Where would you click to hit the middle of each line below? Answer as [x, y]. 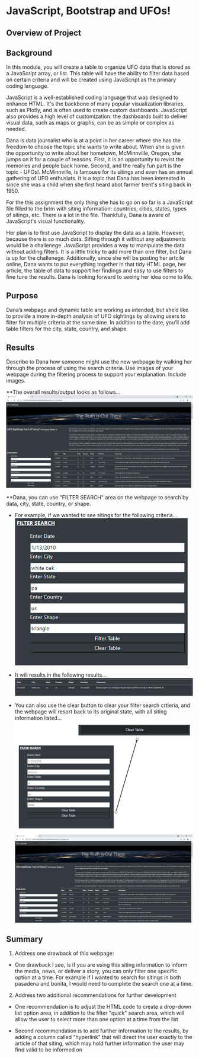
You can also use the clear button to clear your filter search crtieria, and [102, 705]
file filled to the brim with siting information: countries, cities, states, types [97, 209]
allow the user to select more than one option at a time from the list [97, 1019]
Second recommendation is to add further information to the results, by [102, 1031]
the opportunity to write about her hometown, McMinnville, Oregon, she [94, 153]
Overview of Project [44, 33]
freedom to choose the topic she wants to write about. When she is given [96, 147]
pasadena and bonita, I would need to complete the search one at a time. [104, 984]
